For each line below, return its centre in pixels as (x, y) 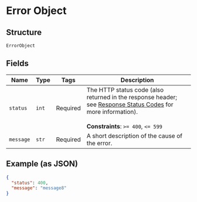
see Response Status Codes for (130, 105)
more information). (112, 112)
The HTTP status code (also (125, 90)
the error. (99, 143)
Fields (18, 63)
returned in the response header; (132, 97)
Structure (24, 32)
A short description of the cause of (135, 135)
